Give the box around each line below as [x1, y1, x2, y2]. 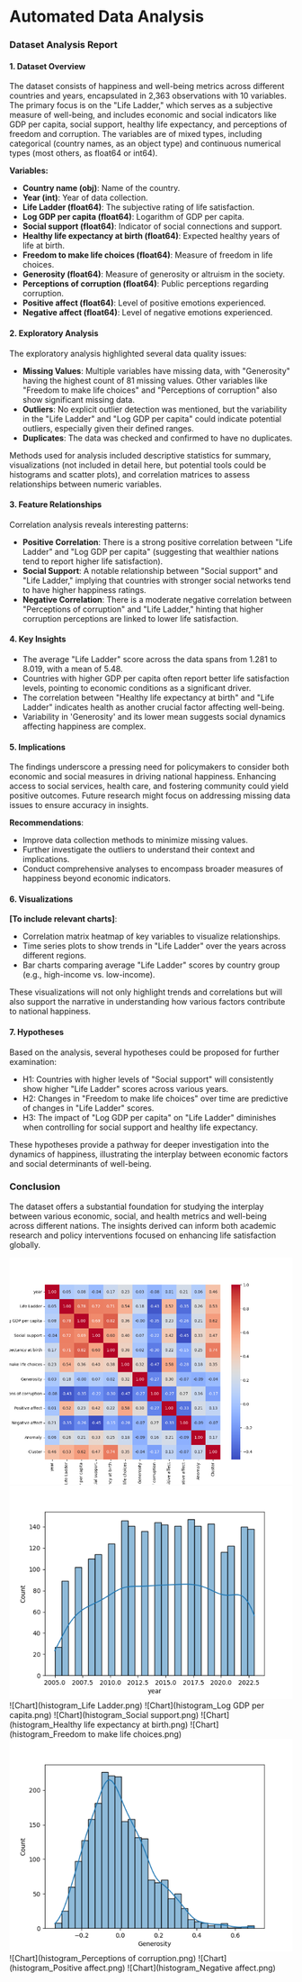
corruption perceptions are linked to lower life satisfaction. [22, 613, 239, 623]
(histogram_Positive [9, 1962, 83, 1974]
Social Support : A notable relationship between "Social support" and [22, 565, 279, 576]
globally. [9, 1239, 41, 1250]
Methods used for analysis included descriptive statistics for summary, [9, 450, 271, 460]
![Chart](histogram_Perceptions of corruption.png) [9, 1953, 197, 1964]
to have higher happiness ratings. [22, 584, 147, 596]
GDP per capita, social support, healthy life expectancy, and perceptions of [9, 119, 288, 130]
